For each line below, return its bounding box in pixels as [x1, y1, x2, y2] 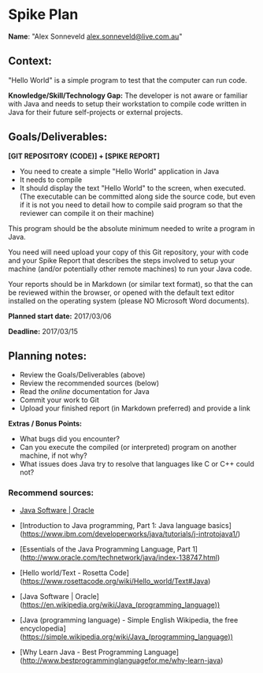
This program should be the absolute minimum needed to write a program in [8, 223, 256, 233]
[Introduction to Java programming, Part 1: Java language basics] [19, 520, 232, 530]
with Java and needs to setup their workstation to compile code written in [8, 99, 246, 108]
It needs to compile [19, 175, 83, 184]
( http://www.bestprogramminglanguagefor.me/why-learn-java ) [19, 656, 224, 665]
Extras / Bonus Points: [8, 419, 83, 429]
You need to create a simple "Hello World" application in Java [19, 166, 220, 176]
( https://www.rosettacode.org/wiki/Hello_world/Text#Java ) [19, 576, 211, 586]
